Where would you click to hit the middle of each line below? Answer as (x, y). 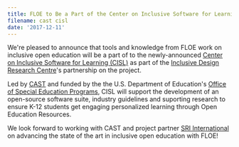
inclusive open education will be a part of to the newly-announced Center (115, 55)
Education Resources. (39, 114)
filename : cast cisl (38, 21)
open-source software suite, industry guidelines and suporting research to (117, 99)
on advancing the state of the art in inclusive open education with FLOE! (113, 136)
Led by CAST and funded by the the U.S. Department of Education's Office (117, 84)
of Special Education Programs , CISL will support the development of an (113, 92)
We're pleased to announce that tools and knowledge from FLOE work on (115, 48)
